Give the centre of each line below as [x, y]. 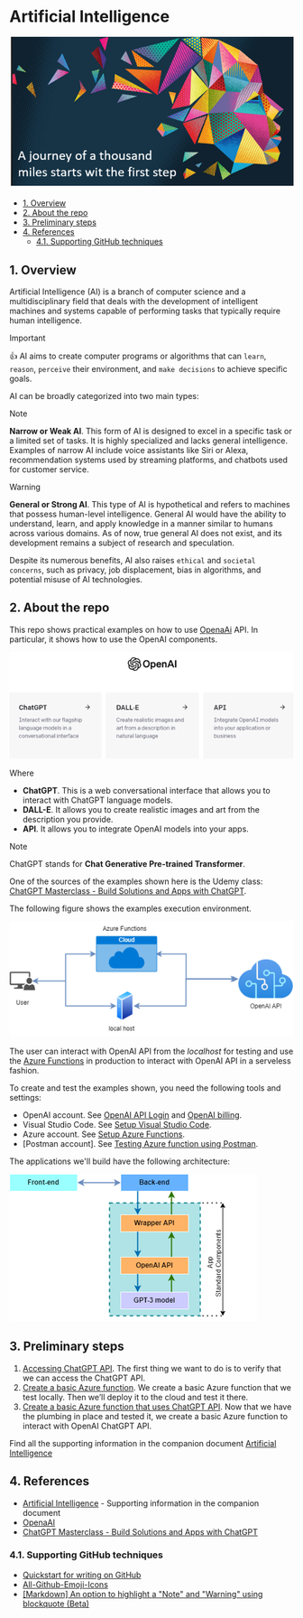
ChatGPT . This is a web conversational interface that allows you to [146, 791]
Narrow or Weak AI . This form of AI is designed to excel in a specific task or [151, 431]
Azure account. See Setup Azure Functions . [103, 1134]
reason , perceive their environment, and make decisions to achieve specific [149, 368]
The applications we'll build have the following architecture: [119, 1161]
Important [28, 338]
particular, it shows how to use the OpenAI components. [114, 639]
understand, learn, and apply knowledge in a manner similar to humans [141, 523]
